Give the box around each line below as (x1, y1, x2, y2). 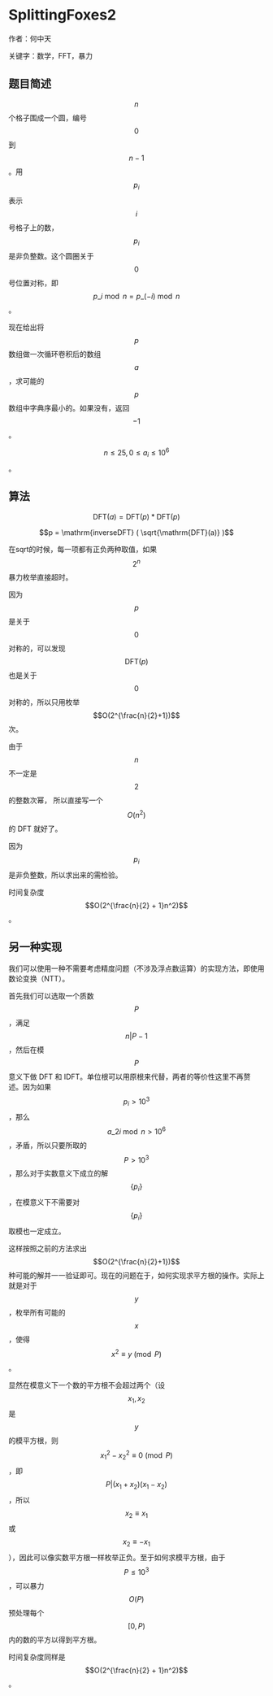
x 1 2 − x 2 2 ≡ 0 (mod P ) (100, 1449, 173, 1462)
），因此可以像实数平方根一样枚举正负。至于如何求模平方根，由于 (8, 1553, 226, 1563)
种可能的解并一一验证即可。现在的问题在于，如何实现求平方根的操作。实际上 (8, 1270, 265, 1280)
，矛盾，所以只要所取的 (8, 1140, 87, 1150)
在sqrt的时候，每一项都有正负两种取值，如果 (8, 544, 158, 554)
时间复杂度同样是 (8, 1652, 66, 1662)
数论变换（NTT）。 (8, 973, 70, 983)
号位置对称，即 (8, 278, 58, 288)
